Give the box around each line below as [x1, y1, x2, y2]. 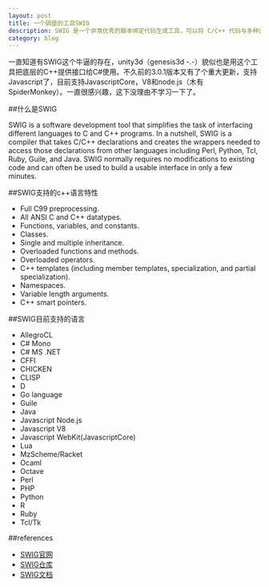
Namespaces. [19, 281, 66, 290]
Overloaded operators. [19, 255, 95, 265]
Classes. [19, 229, 49, 239]
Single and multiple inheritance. [19, 238, 125, 248]
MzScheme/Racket [19, 450, 82, 459]
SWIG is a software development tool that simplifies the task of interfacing [8, 120, 254, 130]
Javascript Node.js [19, 415, 82, 425]
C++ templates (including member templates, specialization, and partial [19, 264, 256, 273]
